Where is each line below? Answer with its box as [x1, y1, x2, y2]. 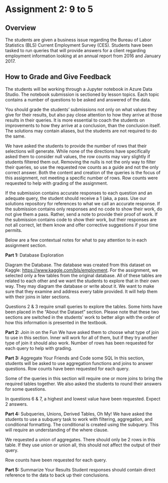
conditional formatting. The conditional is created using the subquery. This [5, 421, 159, 427]
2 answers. [5, 401, 28, 407]
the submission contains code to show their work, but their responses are [5, 216, 156, 222]
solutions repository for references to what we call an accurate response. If [5, 200, 160, 206]
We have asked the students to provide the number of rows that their [5, 143, 147, 149]
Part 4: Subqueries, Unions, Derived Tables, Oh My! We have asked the [5, 411, 152, 417]
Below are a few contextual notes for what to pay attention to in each [5, 237, 147, 243]
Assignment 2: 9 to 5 [5, 4, 93, 15]
